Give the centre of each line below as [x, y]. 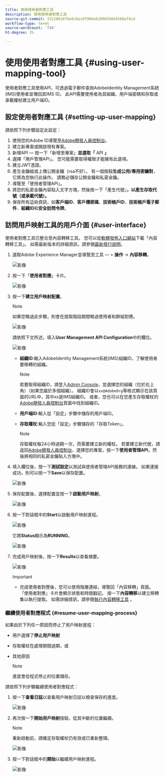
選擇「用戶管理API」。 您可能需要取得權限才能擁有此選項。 [71, 159]
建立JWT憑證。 [28, 165]
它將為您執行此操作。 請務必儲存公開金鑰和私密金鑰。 [67, 177]
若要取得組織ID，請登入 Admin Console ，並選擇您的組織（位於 [82, 384]
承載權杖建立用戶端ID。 [29, 100]
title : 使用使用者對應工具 [30, 10]
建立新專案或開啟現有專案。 [40, 146]
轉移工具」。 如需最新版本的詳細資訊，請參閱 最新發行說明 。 [65, 244]
